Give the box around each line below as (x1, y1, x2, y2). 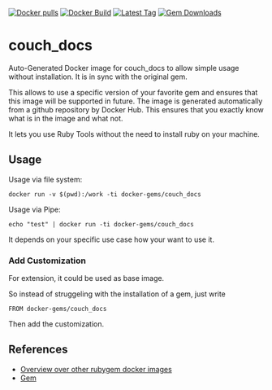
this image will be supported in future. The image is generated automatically (8, 96, 263, 106)
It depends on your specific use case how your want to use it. (8, 234, 215, 244)
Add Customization (8, 255, 87, 266)
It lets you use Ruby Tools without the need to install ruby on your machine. (8, 129, 260, 138)
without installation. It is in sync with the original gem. (8, 72, 188, 81)
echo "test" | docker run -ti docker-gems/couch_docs (8, 220, 195, 228)
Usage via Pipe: (8, 204, 61, 214)
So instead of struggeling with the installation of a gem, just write (8, 289, 226, 299)
